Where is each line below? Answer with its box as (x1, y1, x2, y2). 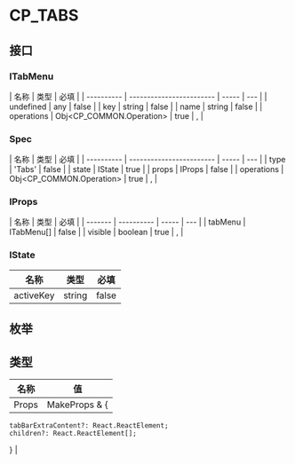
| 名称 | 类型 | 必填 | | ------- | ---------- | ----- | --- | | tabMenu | (9, 216, 246, 227)
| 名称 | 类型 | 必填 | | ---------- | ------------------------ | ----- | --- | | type (9, 154, 286, 165)
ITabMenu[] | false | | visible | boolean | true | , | (9, 227, 184, 238)
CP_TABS (9, 5, 79, 26)
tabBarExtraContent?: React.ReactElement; (9, 421, 169, 430)
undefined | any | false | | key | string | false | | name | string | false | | (9, 101, 263, 112)
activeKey (13, 289, 55, 302)
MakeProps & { (46, 398, 108, 411)
